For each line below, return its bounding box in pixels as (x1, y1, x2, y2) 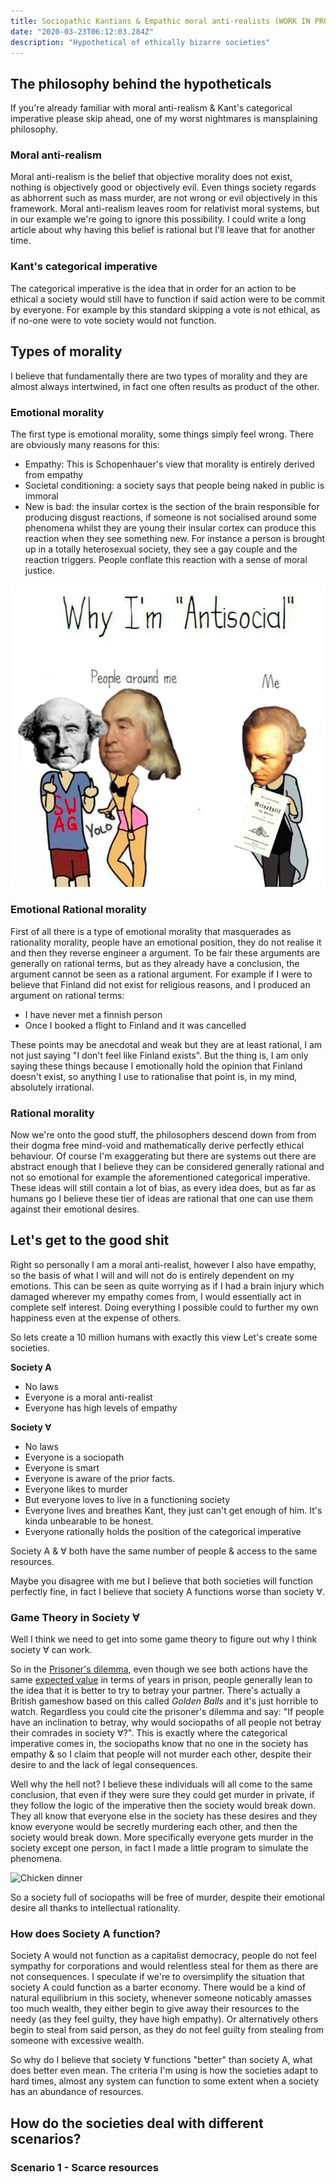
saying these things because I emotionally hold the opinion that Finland (10, 1060, 303, 1072)
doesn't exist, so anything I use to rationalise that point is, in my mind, (10, 1070, 298, 1082)
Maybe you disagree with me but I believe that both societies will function (10, 1575, 314, 1587)
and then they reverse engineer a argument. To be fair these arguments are (10, 946, 321, 959)
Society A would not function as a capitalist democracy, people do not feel (10, 1950, 317, 1962)
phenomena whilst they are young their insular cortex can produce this (24, 521, 317, 534)
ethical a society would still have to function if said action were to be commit (10, 293, 326, 305)
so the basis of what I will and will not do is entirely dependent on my (10, 1269, 295, 1281)
